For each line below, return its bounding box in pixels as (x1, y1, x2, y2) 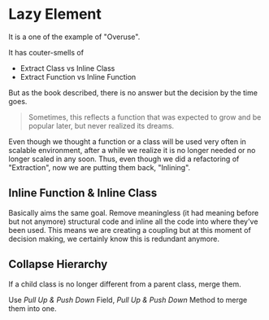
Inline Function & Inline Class (8, 186, 158, 200)
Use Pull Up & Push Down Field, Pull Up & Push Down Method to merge (8, 295, 248, 305)
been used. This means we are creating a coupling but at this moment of (8, 225, 252, 235)
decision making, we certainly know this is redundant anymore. (8, 234, 219, 243)
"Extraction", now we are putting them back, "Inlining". (8, 162, 191, 172)
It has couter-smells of (8, 47, 84, 57)
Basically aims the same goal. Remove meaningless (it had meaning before (8, 208, 259, 217)
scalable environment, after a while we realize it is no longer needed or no (8, 145, 256, 155)
